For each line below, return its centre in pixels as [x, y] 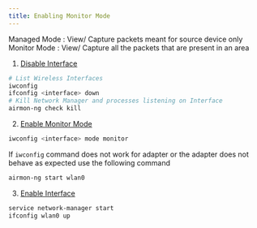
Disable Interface [49, 63]
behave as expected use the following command [89, 162]
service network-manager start [61, 208]
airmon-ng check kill [45, 109]
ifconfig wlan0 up [39, 216]
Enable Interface [47, 193]
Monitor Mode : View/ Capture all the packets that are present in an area [129, 47]
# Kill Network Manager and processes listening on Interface [116, 101]
